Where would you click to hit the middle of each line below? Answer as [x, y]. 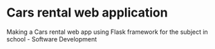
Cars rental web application [87, 13]
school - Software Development [52, 39]
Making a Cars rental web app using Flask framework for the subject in [107, 32]
